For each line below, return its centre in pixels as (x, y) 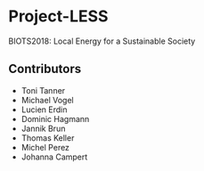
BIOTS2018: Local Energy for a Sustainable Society (102, 41)
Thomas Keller (48, 138)
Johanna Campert (54, 157)
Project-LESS (58, 16)
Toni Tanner (43, 90)
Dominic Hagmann (55, 118)
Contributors (45, 69)
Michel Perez (45, 147)
